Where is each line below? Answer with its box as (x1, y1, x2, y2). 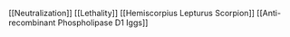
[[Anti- (256, 8, 282, 18)
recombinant (8, 17, 56, 28)
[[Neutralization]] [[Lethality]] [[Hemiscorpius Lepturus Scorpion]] (8, 8, 256, 18)
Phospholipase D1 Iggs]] (57, 17, 149, 28)
